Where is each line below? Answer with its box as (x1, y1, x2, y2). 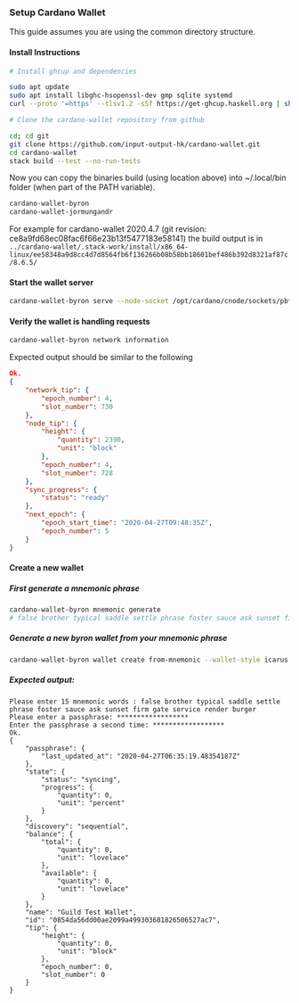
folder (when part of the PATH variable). (9, 182, 156, 193)
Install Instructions (9, 46, 81, 57)
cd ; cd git (9, 131, 50, 140)
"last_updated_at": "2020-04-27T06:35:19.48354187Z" (41, 752, 241, 760)
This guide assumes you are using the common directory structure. (9, 27, 256, 37)
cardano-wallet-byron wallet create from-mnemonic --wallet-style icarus (9, 655, 289, 664)
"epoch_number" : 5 (41, 526, 109, 536)
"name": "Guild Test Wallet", (25, 908, 138, 917)
